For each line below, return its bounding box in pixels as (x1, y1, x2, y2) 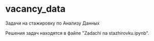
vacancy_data (5, 3, 65, 15)
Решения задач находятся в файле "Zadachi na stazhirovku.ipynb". (5, 30, 149, 36)
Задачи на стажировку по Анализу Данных (5, 20, 100, 26)
